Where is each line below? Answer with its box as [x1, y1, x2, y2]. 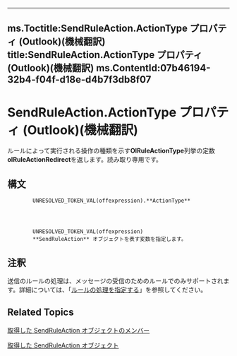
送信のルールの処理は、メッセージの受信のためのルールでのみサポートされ [7, 276, 224, 285]
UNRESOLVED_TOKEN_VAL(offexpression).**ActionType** [32, 197, 191, 205]
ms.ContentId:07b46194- [96, 62, 211, 74]
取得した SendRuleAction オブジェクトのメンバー [7, 326, 150, 334]
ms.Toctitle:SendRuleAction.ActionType [7, 23, 188, 35]
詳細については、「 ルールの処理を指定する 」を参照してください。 [18, 285, 207, 294]
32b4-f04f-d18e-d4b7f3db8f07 [7, 73, 152, 85]
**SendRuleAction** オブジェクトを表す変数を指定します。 [32, 236, 187, 243]
